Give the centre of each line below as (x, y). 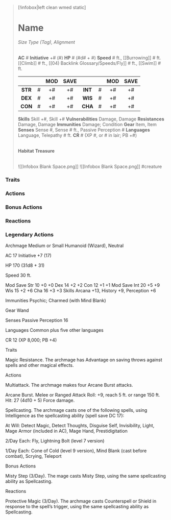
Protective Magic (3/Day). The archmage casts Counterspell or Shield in (81, 501)
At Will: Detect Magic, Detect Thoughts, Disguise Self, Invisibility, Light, (80, 425)
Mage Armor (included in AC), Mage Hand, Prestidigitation (66, 431)
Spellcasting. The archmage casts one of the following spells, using (76, 410)
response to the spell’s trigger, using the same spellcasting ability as (77, 506)
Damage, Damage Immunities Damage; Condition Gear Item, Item (87, 124)
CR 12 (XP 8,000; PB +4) (31, 340)
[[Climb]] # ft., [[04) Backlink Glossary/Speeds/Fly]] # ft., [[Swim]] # (89, 63)
